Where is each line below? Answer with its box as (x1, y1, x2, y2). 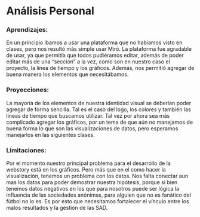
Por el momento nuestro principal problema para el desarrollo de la (6, 160, 171, 167)
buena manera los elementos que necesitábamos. (6, 71, 129, 78)
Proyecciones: (6, 85, 50, 94)
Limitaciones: (6, 146, 47, 154)
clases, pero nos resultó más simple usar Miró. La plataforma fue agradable (6, 45, 192, 53)
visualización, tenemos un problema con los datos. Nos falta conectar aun (6, 172, 189, 180)
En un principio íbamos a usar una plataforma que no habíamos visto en (6, 39, 183, 46)
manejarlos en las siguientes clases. (6, 131, 95, 138)
